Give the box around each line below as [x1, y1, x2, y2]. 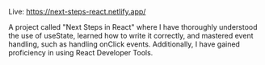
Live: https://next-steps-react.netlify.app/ [8, 7, 146, 16]
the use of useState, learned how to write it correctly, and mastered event [8, 31, 254, 40]
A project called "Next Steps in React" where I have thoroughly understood [8, 22, 258, 31]
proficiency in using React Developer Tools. [8, 48, 154, 57]
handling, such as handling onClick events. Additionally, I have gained [8, 39, 241, 49]
